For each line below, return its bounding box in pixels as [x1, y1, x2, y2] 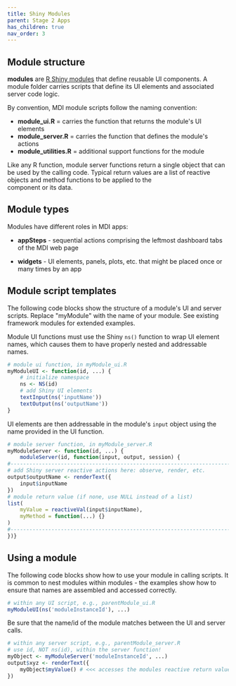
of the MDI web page [17, 243, 79, 252]
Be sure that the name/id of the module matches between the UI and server [7, 618, 226, 627]
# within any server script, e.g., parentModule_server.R [7, 639, 181, 647]
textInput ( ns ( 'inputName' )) [20, 394, 102, 401]
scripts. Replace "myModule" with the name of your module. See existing [7, 311, 219, 319]
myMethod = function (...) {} [20, 513, 105, 520]
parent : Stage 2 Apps [7, 17, 71, 24]
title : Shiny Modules [7, 10, 71, 18]
